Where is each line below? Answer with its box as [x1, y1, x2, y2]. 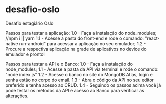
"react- [145, 35, 160, 41]
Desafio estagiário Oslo [5, 20, 54, 26]
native [5, 40, 18, 46]
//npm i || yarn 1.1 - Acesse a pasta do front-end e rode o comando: [5, 35, 144, 41]
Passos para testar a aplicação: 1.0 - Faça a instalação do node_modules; [5, 30, 157, 36]
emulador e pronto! [5, 51, 45, 57]
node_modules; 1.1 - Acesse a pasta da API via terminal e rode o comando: [5, 66, 159, 72]
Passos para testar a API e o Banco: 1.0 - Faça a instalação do [5, 61, 133, 67]
